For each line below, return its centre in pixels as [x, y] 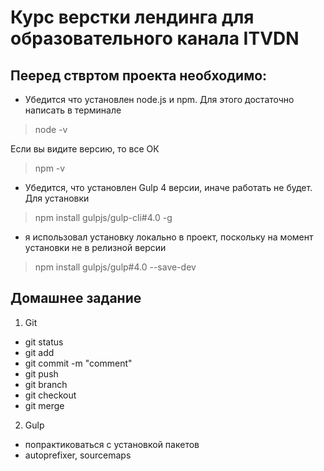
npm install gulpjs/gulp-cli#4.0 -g [103, 217]
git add [39, 352]
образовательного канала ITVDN [155, 38]
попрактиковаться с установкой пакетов [112, 444]
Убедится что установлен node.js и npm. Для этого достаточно [159, 99]
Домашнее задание [76, 298]
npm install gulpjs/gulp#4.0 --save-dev [115, 267]
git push [41, 373]
